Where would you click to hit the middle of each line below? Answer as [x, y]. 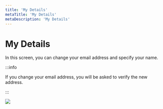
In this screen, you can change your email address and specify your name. [82, 57]
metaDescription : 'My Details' [38, 19]
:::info [11, 67]
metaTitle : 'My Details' [31, 14]
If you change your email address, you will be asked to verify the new [77, 77]
